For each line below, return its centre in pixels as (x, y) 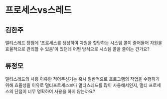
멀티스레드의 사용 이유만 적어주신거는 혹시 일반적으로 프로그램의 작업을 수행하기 (83, 79)
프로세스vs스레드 (38, 10)
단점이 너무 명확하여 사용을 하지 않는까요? (55, 91)
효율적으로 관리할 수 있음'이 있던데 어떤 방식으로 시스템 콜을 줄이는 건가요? (77, 49)
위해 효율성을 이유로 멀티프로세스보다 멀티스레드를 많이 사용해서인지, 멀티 (77, 85)
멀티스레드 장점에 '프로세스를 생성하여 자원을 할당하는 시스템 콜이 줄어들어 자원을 (84, 43)
